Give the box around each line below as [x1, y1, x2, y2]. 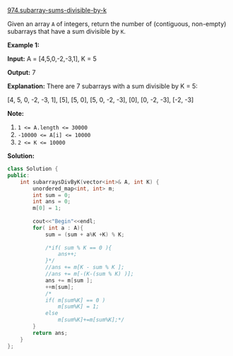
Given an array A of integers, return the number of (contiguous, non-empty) [7, 20, 227, 28]
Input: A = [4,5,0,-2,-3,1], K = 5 [7, 54, 97, 63]
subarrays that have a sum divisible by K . [7, 28, 126, 35]
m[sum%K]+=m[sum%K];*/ [57, 316, 125, 324]
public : [7, 172, 30, 179]
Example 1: [7, 41, 40, 49]
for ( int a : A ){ [32, 224, 83, 232]
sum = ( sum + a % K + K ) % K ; [44, 231, 125, 238]
